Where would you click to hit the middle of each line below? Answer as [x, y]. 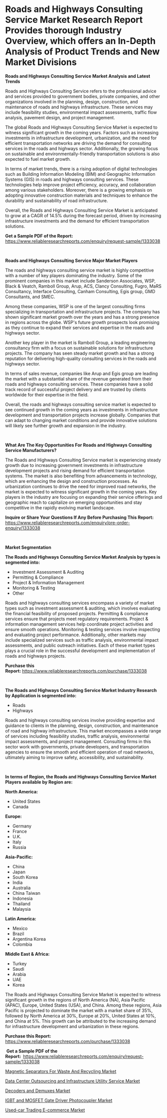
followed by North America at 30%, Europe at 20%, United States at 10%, [81, 1016]
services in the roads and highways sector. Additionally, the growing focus [82, 148]
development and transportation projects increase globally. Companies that [83, 415]
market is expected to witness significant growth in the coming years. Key [81, 492]
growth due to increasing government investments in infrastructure [74, 465]
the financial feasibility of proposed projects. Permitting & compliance [77, 613]
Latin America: [21, 919]
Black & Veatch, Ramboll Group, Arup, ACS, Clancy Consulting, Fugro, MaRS [83, 286]
